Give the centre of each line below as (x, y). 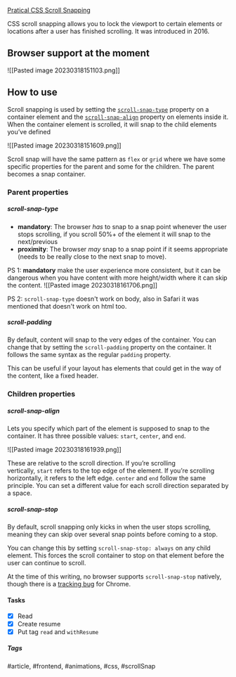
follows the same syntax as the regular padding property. (89, 355)
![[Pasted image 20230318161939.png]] (64, 450)
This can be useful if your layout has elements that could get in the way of (114, 368)
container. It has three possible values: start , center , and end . (97, 436)
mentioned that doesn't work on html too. (67, 306)
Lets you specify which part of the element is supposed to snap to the (109, 429)
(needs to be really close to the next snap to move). (92, 257)
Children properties (41, 394)
